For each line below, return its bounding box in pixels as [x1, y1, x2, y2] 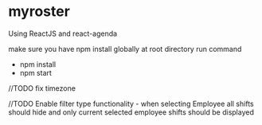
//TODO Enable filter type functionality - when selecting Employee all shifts [8, 99, 254, 108]
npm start [19, 68, 52, 77]
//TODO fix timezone [8, 83, 76, 93]
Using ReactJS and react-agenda [8, 29, 118, 38]
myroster [8, 2, 70, 21]
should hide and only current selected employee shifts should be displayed [8, 107, 255, 117]
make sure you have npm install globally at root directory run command [8, 44, 242, 53]
